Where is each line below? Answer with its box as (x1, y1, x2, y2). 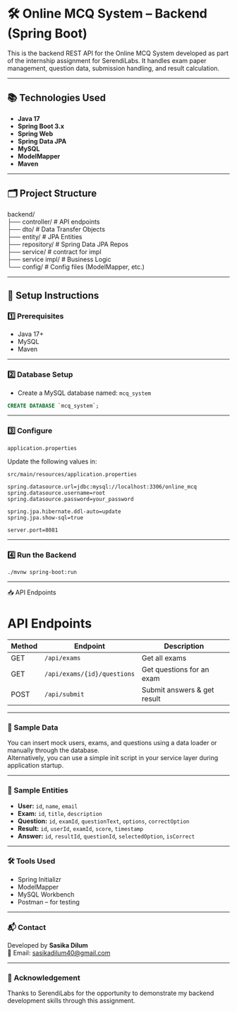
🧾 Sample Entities (7, 786, 68, 795)
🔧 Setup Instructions (7, 289, 99, 301)
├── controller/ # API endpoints (7, 217, 100, 226)
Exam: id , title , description (17, 809, 102, 817)
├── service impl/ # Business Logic (7, 255, 111, 263)
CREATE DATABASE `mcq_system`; (7, 402, 99, 409)
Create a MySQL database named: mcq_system (17, 389, 152, 397)
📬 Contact (7, 922, 47, 932)
